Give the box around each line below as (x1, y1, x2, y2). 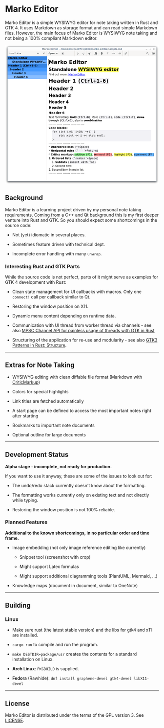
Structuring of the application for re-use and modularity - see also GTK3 (12, 337, 158, 343)
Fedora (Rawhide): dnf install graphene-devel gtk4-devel (12, 675, 132, 681)
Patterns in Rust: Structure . (12, 342, 67, 348)
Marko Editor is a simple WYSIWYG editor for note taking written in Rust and (5, 20, 158, 25)
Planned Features (5, 519, 48, 525)
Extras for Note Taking (5, 361, 75, 369)
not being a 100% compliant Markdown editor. (5, 35, 98, 41)
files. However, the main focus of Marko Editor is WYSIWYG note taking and (5, 30, 158, 36)
